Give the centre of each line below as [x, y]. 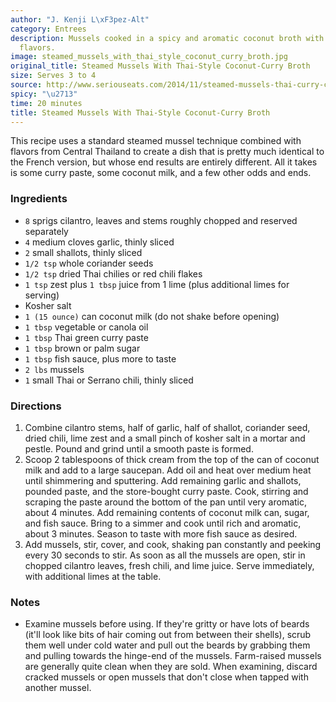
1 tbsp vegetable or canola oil [86, 327]
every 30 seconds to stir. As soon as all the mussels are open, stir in [165, 555]
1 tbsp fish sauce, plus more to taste [100, 358]
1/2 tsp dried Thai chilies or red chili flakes [113, 273]
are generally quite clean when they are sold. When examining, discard [171, 667]
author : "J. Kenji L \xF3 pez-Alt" [80, 19]
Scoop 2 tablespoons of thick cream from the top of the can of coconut [172, 459]
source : [26, 85]
